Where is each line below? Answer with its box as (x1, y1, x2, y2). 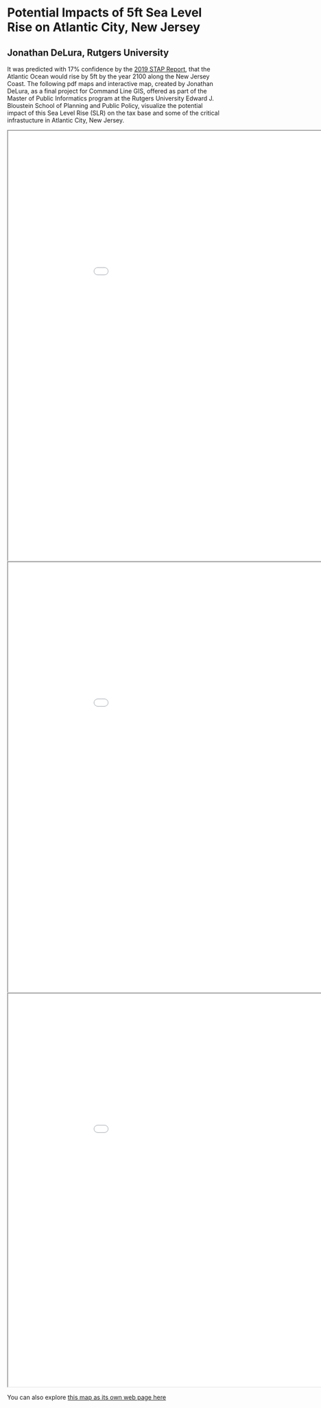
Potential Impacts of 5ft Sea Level (7, 5, 202, 21)
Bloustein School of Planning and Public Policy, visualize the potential (7, 102, 203, 109)
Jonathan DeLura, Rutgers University (7, 47, 169, 58)
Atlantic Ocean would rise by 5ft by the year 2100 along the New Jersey (7, 72, 210, 80)
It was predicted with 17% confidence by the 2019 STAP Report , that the (7, 65, 211, 73)
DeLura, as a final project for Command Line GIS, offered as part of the (7, 87, 207, 95)
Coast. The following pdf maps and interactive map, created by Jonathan (7, 80, 214, 87)
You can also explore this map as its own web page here (7, 1394, 167, 1401)
